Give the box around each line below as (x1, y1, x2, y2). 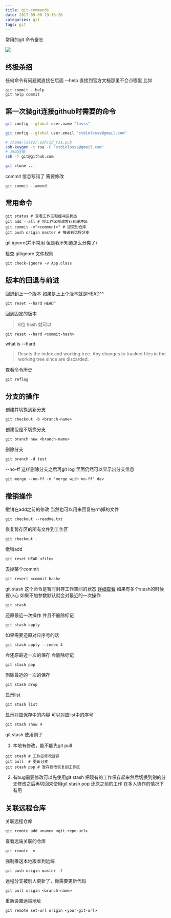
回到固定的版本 (5, 310, 37, 316)
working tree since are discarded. (17, 356, 89, 362)
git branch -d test (5, 456, 47, 462)
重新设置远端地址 (5, 898, 41, 904)
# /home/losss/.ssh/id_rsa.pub (5, 140, 72, 145)
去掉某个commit (5, 566, 39, 572)
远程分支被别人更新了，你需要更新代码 (5, 878, 86, 884)
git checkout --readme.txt (5, 517, 63, 522)
